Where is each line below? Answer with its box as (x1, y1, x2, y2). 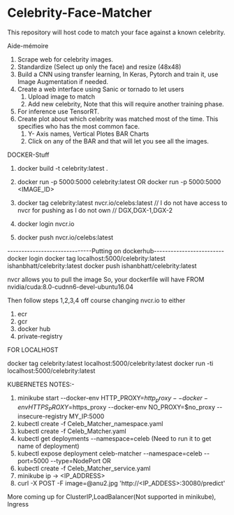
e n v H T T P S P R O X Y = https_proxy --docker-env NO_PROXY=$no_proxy (17, 402, 215, 413)
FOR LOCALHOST (7, 345, 59, 354)
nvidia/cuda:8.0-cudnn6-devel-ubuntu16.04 (7, 282, 134, 291)
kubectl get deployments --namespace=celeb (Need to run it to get (17, 434, 212, 442)
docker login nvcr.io (17, 219, 75, 228)
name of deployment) (17, 442, 80, 450)
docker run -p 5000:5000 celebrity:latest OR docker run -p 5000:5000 (17, 177, 221, 186)
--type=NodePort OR (50, 456, 112, 465)
